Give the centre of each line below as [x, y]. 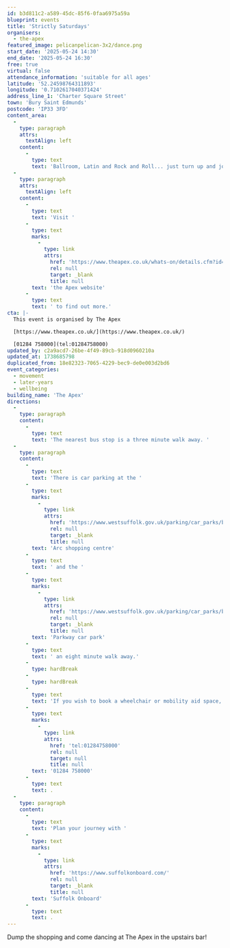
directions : [24, 402]
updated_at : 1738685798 [41, 357]
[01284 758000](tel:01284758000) [61, 344]
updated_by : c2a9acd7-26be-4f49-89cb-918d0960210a [81, 350]
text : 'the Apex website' [69, 288]
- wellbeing [30, 389]
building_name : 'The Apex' [46, 395]
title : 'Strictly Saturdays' [49, 26]
